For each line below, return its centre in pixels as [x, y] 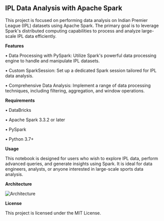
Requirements [20, 100]
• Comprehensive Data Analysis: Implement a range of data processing [78, 85]
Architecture [19, 184]
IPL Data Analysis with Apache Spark [64, 8]
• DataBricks [18, 110]
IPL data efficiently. [37, 36]
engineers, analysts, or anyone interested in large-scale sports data [74, 169]
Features [14, 46]
